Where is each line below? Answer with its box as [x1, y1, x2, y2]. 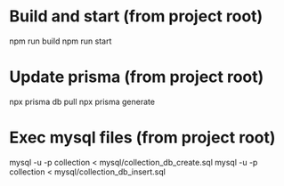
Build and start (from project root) [9, 6, 264, 27]
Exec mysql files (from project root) [9, 127, 276, 148]
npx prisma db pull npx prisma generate [9, 96, 156, 107]
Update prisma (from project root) [9, 67, 264, 87]
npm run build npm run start [9, 36, 112, 46]
